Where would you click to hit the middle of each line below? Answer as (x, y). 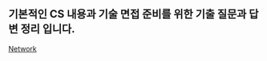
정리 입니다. (48, 29)
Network (23, 48)
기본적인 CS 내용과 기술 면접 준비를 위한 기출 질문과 (127, 14)
